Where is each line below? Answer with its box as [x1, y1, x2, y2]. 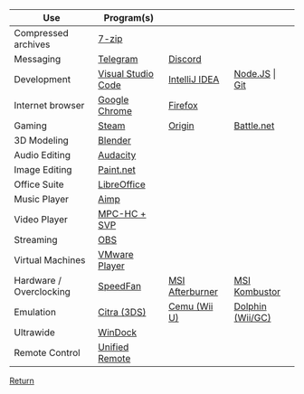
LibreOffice [98, 178, 147, 191]
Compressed [14, 27, 70, 39]
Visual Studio [98, 68, 154, 80]
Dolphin [233, 300, 267, 313]
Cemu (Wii [168, 300, 214, 313]
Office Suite [14, 178, 65, 191]
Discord [168, 53, 202, 65]
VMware [98, 249, 134, 260]
